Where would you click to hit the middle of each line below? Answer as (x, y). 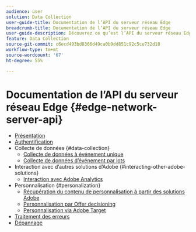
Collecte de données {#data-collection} (62, 148)
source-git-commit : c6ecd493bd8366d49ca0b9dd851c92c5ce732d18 (83, 45)
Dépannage (28, 223)
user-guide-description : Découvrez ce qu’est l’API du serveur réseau (94, 33)
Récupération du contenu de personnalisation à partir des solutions (104, 192)
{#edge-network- (114, 107)
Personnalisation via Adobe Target (64, 210)
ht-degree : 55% (24, 60)
